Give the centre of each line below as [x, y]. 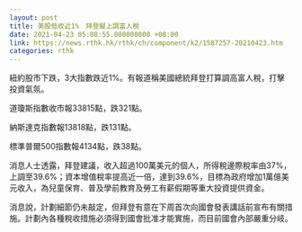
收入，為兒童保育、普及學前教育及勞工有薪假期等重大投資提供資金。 [143, 188]
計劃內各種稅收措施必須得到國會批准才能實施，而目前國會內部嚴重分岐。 [159, 219]
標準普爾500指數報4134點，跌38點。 [78, 147]
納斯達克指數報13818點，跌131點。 [73, 128]
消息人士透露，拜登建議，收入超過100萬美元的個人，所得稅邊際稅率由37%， [151, 165]
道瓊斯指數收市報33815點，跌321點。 [78, 108]
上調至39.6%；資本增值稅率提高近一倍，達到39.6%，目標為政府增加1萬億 [145, 177]
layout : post [34, 18]
